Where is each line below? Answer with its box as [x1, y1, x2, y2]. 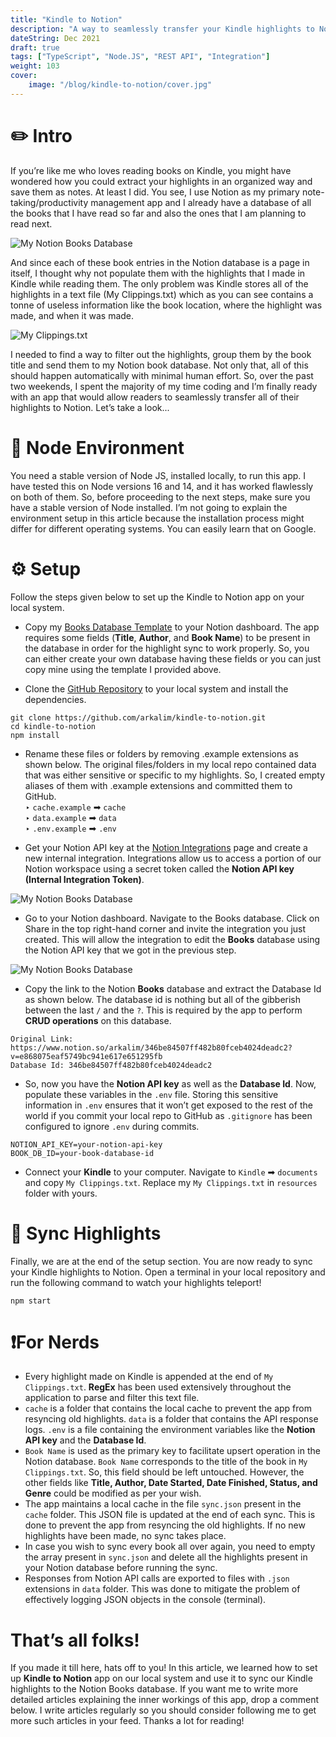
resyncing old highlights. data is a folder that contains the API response [24, 1413, 319, 1425]
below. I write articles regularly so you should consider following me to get [10, 1704, 317, 1716]
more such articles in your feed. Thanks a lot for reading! [10, 1715, 245, 1727]
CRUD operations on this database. [24, 1014, 172, 1026]
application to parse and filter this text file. [24, 1392, 200, 1404]
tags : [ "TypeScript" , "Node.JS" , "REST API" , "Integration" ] [10, 52, 271, 62]
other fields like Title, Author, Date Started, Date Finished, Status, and [24, 1477, 318, 1489]
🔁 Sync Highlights [10, 1222, 162, 1245]
